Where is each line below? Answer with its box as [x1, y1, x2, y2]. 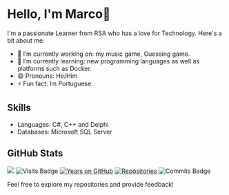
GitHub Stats [7, 147, 63, 159]
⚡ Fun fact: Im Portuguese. [17, 79, 93, 88]
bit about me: [7, 36, 45, 44]
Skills [7, 102, 31, 114]
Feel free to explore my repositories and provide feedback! [7, 180, 174, 188]
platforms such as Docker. [17, 64, 92, 72]
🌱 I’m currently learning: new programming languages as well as [17, 57, 200, 65]
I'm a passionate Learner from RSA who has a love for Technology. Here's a [7, 29, 222, 37]
